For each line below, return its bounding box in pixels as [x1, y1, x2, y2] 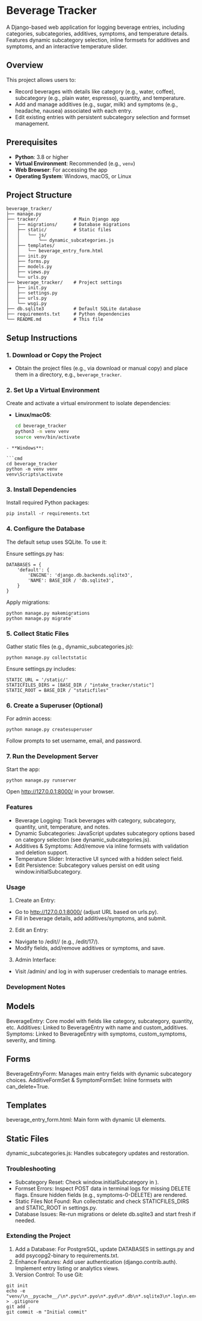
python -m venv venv [6, 466, 58, 472]
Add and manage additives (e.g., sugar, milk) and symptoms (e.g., [14, 101, 179, 108]
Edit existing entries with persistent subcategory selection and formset [14, 113, 191, 120]
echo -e [6, 1288, 26, 1294]
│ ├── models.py [6, 264, 52, 270]
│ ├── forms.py [6, 258, 50, 265]
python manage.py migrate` [6, 615, 74, 621]
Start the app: [6, 766, 40, 773]
